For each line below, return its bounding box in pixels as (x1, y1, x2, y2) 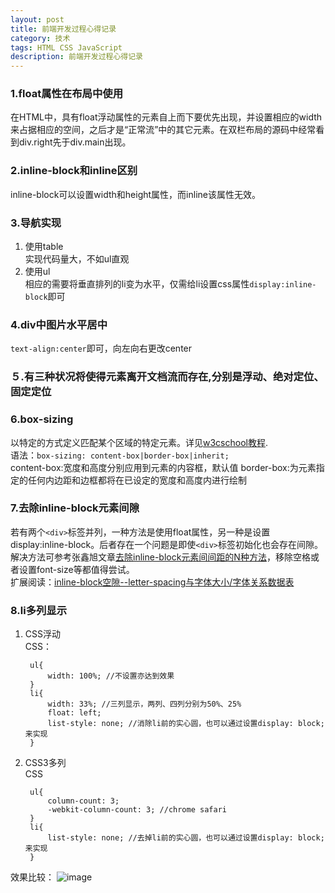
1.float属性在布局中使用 (10, 87, 124, 101)
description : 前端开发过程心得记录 (10, 52, 143, 62)
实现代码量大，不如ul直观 (24, 253, 130, 265)
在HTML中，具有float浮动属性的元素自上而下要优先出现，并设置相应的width (10, 111, 323, 123)
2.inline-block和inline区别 (10, 164, 138, 178)
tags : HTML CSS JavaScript (10, 42, 123, 53)
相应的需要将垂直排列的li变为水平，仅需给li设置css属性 (24, 278, 250, 290)
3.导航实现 (10, 216, 62, 230)
